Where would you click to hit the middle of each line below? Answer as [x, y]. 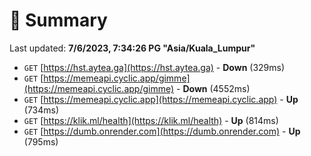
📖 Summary [58, 20]
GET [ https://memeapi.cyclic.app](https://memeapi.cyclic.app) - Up [161, 99]
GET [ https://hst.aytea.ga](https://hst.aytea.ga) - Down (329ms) [154, 67]
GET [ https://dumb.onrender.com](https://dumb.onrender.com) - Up [162, 131]
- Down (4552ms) [213, 88]
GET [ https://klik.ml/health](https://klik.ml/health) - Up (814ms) [151, 120]
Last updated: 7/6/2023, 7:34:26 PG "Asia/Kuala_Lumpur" [132, 48]
